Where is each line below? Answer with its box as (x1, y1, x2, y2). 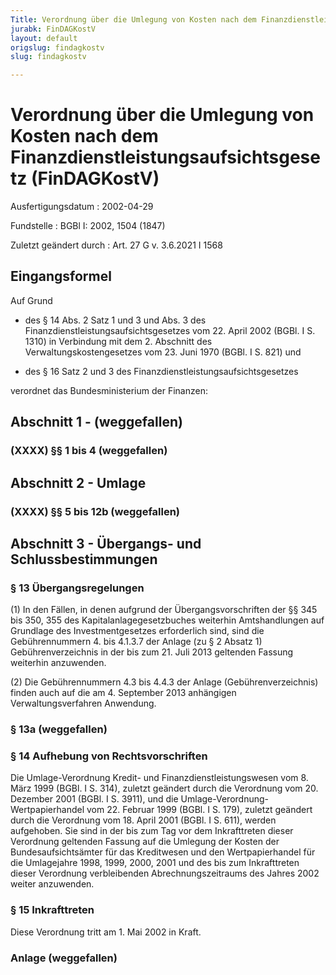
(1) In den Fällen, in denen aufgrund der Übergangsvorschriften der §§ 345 (10, 604, 318, 616)
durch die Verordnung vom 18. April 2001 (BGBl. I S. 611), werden (10, 814, 277, 826)
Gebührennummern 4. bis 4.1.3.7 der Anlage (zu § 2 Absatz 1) (10, 636, 263, 648)
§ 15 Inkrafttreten (10, 903, 95, 917)
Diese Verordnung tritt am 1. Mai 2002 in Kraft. (10, 926, 202, 938)
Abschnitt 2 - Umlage (10, 474, 147, 491)
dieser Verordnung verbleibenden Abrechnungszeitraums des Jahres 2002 (10, 867, 320, 880)
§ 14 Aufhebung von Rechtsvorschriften (10, 749, 208, 763)
